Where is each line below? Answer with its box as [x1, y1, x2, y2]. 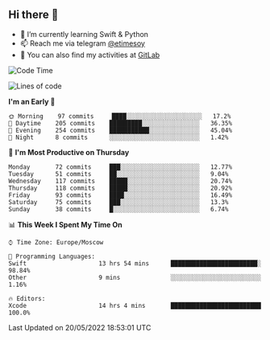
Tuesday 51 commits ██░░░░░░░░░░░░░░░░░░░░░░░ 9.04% [8, 170, 229, 178]
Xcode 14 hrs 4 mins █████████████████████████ [8, 301, 262, 309]
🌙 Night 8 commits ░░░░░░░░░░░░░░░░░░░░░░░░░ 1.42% [8, 133, 229, 141]
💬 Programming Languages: [8, 252, 95, 260]
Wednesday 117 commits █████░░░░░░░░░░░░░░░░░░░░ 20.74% [8, 177, 232, 185]
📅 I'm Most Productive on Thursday [8, 147, 130, 157]
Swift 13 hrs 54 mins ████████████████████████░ [8, 259, 262, 268]
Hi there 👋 [8, 8, 59, 22]
